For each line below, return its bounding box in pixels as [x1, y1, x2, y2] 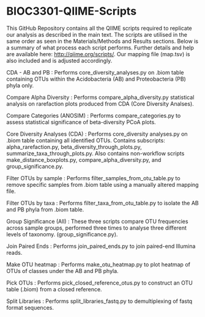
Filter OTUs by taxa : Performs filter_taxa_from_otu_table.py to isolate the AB [6, 199, 199, 206]
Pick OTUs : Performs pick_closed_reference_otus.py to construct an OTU [6, 279, 193, 286]
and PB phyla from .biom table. [6, 206, 84, 213]
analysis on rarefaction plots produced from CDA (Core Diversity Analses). [6, 100, 194, 107]
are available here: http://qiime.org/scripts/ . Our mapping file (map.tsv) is [6, 50, 190, 57]
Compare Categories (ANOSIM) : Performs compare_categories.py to [6, 112, 181, 119]
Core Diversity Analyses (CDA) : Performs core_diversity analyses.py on [6, 130, 188, 137]
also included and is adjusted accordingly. [6, 57, 113, 64]
